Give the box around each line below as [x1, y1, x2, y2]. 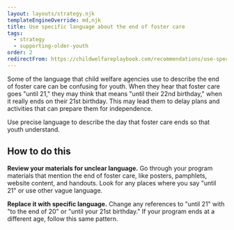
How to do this [7, 146, 71, 158]
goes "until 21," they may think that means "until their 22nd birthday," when [7, 89, 223, 98]
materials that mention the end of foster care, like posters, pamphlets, [7, 171, 208, 180]
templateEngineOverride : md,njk [7, 17, 101, 24]
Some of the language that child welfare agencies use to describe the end [7, 75, 219, 83]
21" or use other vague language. [7, 186, 103, 194]
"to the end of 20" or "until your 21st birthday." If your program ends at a [7, 207, 215, 215]
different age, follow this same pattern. [7, 214, 118, 223]
